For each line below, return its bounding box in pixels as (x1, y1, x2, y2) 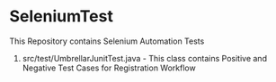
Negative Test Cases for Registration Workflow (22, 62, 196, 73)
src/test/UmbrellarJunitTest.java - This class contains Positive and (22, 53, 268, 63)
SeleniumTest (9, 6, 114, 27)
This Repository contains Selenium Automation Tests (9, 36, 205, 46)
